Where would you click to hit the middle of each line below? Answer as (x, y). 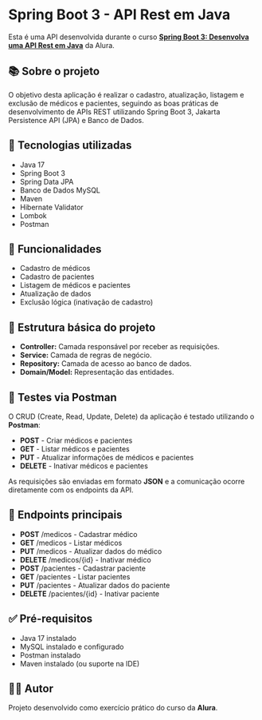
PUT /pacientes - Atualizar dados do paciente (95, 585)
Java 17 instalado (48, 638)
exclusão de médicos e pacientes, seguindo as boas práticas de (113, 103)
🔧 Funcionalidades (55, 249)
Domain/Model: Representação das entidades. (97, 372)
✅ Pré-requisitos (51, 619)
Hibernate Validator (51, 207)
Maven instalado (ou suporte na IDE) (80, 663)
